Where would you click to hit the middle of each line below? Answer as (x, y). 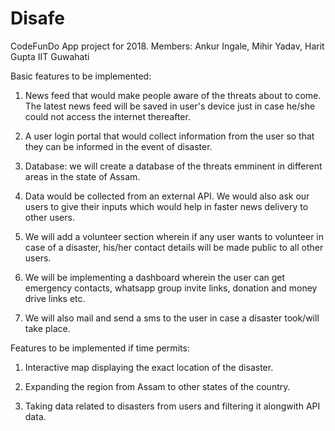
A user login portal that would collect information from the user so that (169, 136)
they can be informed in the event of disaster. (118, 146)
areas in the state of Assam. (82, 176)
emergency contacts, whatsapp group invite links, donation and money (171, 288)
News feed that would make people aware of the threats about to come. (173, 95)
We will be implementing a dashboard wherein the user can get (155, 277)
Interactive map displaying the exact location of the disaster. (149, 367)
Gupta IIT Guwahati (50, 56)
